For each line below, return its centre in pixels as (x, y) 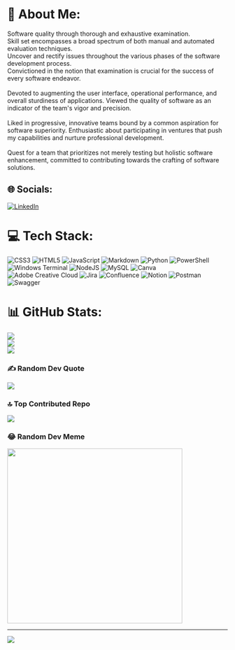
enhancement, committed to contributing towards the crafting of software (113, 160)
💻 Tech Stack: (50, 235)
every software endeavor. (44, 78)
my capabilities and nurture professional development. (86, 137)
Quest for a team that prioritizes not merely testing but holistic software (110, 153)
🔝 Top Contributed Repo (49, 404)
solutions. (21, 167)
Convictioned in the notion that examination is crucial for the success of (111, 71)
